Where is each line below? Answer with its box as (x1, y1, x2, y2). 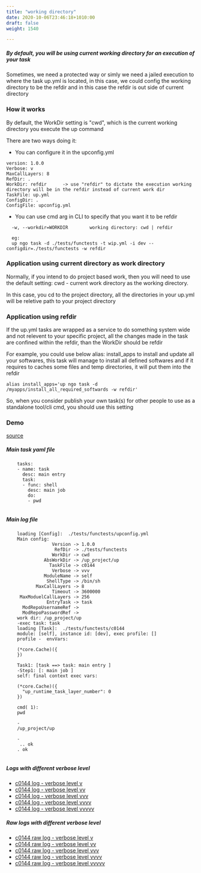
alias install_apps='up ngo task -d (6, 381, 98, 388)
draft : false (6, 20, 39, 26)
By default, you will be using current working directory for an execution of (6, 49, 195, 57)
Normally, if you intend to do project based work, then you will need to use (6, 273, 191, 280)
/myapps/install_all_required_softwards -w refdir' (6, 387, 138, 393)
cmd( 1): (17, 705, 39, 711)
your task (6, 55, 31, 63)
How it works (6, 105, 46, 114)
